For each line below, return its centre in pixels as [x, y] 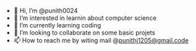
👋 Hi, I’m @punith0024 [45, 11]
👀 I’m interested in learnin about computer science [85, 18]
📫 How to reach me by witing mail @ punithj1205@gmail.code [101, 40]
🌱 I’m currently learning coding [57, 25]
